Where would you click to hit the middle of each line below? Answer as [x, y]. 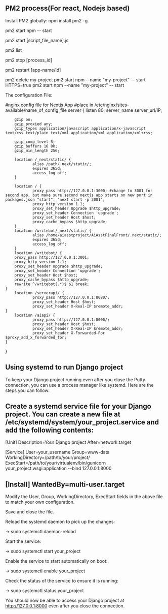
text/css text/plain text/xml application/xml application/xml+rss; [79, 133]
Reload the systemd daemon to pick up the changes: [60, 522]
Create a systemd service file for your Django [78, 406]
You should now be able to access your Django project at [65, 601]
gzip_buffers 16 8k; [36, 146]
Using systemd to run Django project [64, 367]
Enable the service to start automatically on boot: [56, 561]
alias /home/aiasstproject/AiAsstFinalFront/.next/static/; [97, 235]
